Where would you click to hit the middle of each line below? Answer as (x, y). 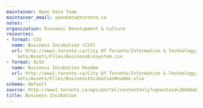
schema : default (27, 85)
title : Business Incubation (42, 95)
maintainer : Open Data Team (42, 12)
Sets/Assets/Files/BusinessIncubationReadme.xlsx (81, 79)
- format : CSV (24, 40)
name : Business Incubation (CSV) (54, 46)
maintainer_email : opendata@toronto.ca (56, 17)
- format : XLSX (25, 62)
